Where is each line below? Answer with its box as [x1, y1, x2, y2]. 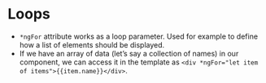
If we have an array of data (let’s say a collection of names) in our [19, 48, 239, 58]
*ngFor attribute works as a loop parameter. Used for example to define [19, 31, 258, 41]
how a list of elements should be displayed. [19, 39, 165, 49]
